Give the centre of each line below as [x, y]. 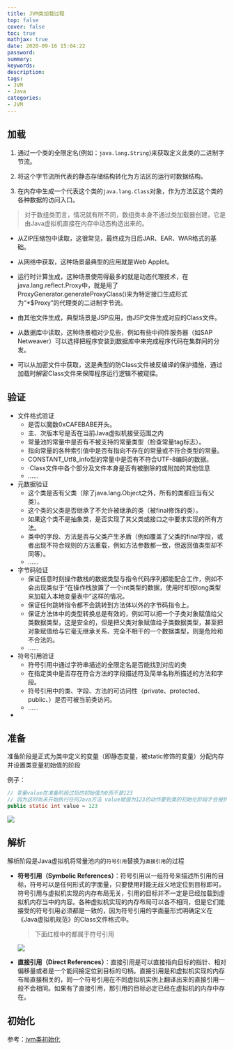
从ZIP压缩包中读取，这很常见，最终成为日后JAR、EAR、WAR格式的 [114, 238]
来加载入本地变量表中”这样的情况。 [78, 596]
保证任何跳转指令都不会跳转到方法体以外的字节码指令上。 [110, 605]
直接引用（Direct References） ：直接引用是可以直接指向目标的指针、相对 [122, 962]
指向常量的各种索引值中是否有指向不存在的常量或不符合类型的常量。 [125, 450]
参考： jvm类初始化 [34, 1039]
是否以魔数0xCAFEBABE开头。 [72, 424]
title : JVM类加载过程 [36, 14]
